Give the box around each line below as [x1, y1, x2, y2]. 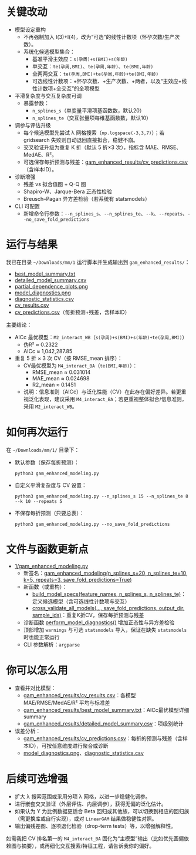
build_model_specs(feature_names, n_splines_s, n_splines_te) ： [32, 590, 187, 598]
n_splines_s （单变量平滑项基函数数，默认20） [32, 107, 145, 114]
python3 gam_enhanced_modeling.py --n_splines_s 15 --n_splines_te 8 [14, 493, 189, 499]
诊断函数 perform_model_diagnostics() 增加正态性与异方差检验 [23, 619, 175, 626]
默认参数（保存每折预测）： [14, 459, 79, 466]
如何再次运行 [6, 426, 69, 439]
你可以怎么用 [6, 664, 69, 677]
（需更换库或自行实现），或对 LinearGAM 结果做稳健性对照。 [14, 815, 157, 822]
